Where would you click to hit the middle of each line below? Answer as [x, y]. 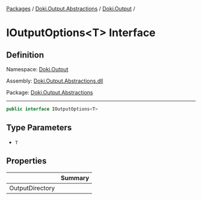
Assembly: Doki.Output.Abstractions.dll [55, 81]
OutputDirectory [32, 188]
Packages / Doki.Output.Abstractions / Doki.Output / [71, 9]
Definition [25, 55]
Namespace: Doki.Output [37, 69]
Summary [75, 178]
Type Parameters [39, 128]
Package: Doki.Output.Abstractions [50, 93]
